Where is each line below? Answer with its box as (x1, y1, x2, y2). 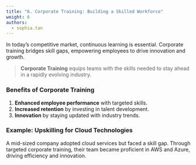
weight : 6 (6, 14, 30, 20)
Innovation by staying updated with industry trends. (14, 112, 140, 119)
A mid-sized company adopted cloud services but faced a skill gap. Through (6, 139, 191, 147)
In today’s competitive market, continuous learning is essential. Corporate (6, 41, 184, 48)
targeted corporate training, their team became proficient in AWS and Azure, (6, 146, 190, 153)
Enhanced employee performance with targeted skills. (14, 99, 148, 106)
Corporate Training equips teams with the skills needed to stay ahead (20, 65, 190, 72)
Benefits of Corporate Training (6, 86, 95, 94)
